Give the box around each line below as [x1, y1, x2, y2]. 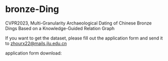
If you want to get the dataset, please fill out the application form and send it [5, 35, 163, 41]
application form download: [5, 50, 62, 56]
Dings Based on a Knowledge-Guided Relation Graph [5, 25, 115, 31]
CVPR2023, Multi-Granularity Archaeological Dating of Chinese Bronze [5, 20, 152, 26]
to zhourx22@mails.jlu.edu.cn [5, 40, 67, 46]
